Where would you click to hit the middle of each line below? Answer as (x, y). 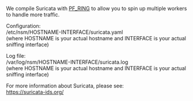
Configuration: (23, 26)
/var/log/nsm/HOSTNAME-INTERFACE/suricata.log (67, 62)
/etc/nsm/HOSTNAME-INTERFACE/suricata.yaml (65, 32)
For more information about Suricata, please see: (65, 86)
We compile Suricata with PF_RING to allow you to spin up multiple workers (96, 8)
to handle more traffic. (33, 15)
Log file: (16, 56)
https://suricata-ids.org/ (35, 92)
